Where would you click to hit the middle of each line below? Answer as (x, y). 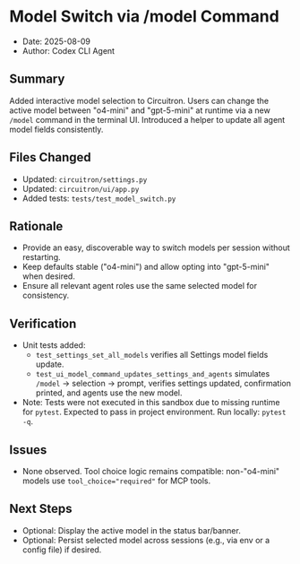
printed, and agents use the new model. (109, 393)
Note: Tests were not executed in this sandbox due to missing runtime (151, 403)
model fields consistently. (56, 129)
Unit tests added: (54, 345)
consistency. (46, 295)
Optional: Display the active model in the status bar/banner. (132, 530)
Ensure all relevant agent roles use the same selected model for (140, 286)
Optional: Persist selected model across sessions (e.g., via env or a (146, 540)
